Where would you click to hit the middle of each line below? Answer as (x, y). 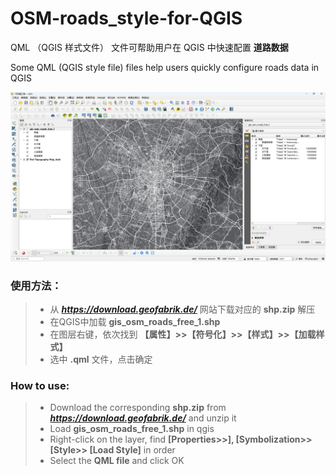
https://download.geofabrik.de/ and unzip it (143, 418)
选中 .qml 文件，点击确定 (101, 359)
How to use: (40, 385)
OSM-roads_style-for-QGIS (126, 18)
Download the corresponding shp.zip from (138, 408)
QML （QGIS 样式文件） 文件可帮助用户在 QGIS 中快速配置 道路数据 (149, 47)
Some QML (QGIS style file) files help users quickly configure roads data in (165, 67)
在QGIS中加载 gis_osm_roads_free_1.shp (135, 321)
